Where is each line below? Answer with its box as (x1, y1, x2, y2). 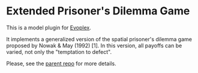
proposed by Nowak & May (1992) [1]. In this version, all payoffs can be (6, 42, 182, 49)
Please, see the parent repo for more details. (6, 60, 116, 67)
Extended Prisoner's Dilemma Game (6, 4, 190, 18)
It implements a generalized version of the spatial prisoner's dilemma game (6, 35, 192, 42)
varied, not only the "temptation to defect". (6, 48, 112, 55)
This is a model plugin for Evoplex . (6, 24, 91, 31)
